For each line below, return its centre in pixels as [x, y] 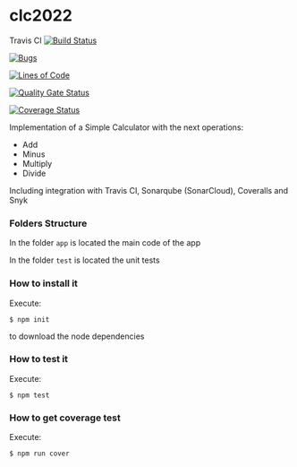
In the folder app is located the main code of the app [105, 243]
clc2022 [41, 16]
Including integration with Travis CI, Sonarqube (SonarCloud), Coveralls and [149, 190]
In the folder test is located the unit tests [85, 260]
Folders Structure [48, 223]
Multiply [37, 163]
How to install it [44, 283]
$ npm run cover [39, 454]
